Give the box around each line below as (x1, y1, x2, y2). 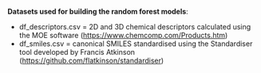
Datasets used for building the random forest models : (7, 7, 188, 16)
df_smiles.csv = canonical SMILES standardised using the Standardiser (18, 39, 253, 48)
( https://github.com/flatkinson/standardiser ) (18, 56, 164, 65)
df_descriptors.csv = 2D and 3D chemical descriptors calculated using (18, 22, 251, 31)
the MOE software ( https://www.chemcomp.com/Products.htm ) (18, 31, 228, 40)
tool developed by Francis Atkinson (18, 48, 136, 56)
